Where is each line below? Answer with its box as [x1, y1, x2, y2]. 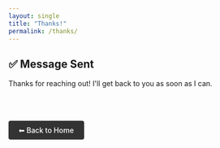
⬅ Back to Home [19, 125, 75, 135]
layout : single [8, 11, 60, 20]
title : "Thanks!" [8, 20, 67, 28]
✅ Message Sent [8, 57, 95, 71]
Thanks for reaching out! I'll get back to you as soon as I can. [8, 79, 213, 89]
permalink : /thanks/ [8, 27, 79, 35]
